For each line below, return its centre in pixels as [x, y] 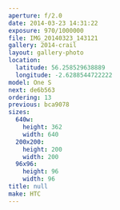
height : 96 [41, 172]
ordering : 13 [30, 97]
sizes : [19, 113]
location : [25, 61]
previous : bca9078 [39, 105]
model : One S [30, 82]
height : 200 [42, 149]
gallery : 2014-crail [43, 46]
